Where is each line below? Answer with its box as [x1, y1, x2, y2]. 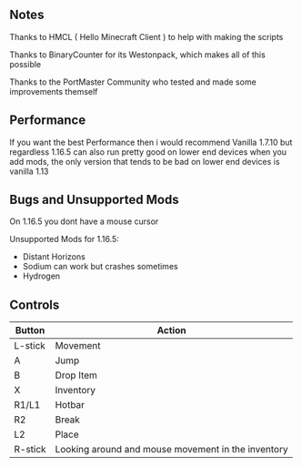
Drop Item [55, 369, 98, 381]
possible [9, 58, 42, 69]
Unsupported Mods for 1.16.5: [9, 234, 120, 245]
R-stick [14, 443, 47, 456]
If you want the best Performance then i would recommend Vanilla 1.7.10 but [9, 137, 293, 147]
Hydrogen [22, 270, 61, 281]
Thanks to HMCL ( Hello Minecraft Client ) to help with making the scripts [9, 31, 284, 42]
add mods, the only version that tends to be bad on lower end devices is [9, 156, 280, 167]
